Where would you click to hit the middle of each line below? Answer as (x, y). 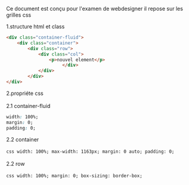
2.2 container (23, 139)
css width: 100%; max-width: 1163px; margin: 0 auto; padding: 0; (90, 152)
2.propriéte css (25, 93)
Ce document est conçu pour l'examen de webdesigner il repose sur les (95, 9)
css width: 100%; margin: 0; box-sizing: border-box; (75, 175)
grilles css (19, 15)
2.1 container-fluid (28, 106)
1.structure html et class (35, 27)
